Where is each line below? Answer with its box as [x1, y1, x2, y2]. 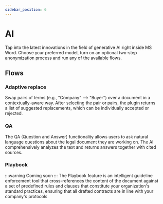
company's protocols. [5, 193, 49, 199]
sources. [5, 149, 23, 155]
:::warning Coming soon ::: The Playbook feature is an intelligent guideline [5, 172, 153, 179]
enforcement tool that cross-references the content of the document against [5, 178, 159, 183]
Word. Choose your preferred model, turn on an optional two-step [5, 49, 137, 55]
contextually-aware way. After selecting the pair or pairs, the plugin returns [5, 100, 156, 106]
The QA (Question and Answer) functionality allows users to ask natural [5, 134, 148, 139]
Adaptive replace [5, 84, 47, 91]
